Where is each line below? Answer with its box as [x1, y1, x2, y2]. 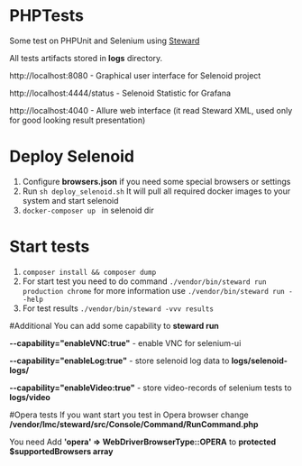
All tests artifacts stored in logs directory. [9, 52, 163, 63]
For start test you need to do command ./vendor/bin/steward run [22, 276, 267, 287]
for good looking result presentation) [9, 114, 146, 125]
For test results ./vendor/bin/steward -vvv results [22, 303, 215, 314]
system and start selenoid [22, 195, 119, 206]
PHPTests [9, 5, 84, 26]
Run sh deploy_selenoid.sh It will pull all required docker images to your [22, 186, 291, 196]
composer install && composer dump [22, 268, 157, 277]
